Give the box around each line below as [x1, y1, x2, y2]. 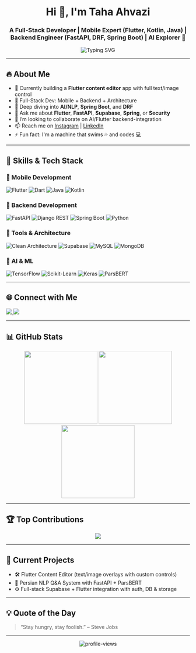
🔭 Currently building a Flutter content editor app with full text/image [14, 85, 179, 92]
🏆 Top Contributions [6, 514, 84, 524]
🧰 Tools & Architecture [6, 229, 71, 237]
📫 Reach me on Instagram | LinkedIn [14, 122, 104, 129]
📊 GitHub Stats [6, 332, 63, 342]
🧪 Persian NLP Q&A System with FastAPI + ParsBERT [14, 579, 142, 586]
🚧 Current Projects [6, 555, 75, 565]
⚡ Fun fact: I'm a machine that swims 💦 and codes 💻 [14, 131, 142, 138]
